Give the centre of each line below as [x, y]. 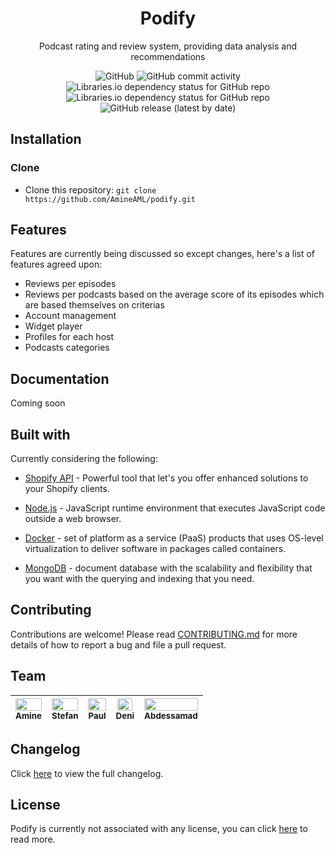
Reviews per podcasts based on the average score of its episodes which [174, 294]
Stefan [65, 715]
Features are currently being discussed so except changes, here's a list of [163, 254]
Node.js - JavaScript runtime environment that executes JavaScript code [175, 508]
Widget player [53, 326]
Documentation [60, 378]
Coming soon [38, 403]
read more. [33, 839]
